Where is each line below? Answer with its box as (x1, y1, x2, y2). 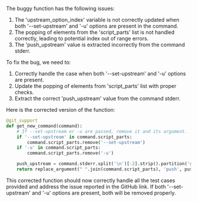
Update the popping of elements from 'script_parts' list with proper (14, 83, 177, 90)
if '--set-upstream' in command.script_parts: (16, 134, 133, 140)
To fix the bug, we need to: (6, 59, 72, 66)
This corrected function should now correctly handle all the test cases (6, 177, 175, 184)
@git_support (6, 118, 38, 124)
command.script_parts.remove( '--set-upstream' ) (27, 139, 145, 145)
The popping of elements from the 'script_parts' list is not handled (14, 29, 175, 36)
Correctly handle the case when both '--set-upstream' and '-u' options (14, 70, 186, 77)
